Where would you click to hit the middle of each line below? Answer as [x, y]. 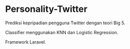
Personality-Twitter [46, 9]
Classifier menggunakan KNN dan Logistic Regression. [62, 32]
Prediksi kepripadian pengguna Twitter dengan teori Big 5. [65, 23]
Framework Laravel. [26, 42]
